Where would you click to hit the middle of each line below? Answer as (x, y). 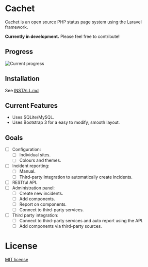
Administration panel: (33, 188)
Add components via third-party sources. (61, 226)
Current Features (32, 106)
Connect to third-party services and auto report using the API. (81, 221)
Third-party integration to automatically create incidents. (76, 177)
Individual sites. (35, 155)
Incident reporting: (31, 166)
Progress (19, 52)
